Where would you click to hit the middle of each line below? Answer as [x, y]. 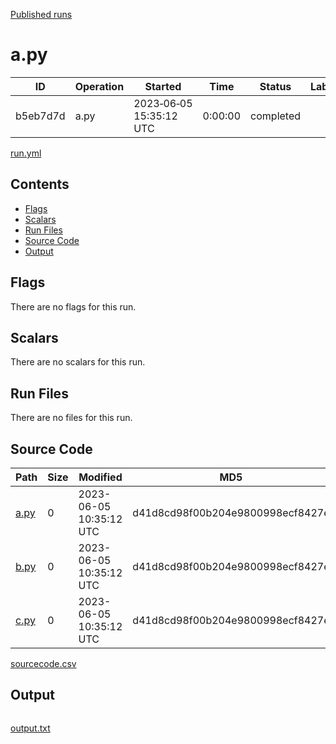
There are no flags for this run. [73, 306]
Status [275, 86]
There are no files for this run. [71, 418]
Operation [99, 86]
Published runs [41, 14]
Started [163, 86]
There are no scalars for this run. [78, 362]
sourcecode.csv [43, 663]
